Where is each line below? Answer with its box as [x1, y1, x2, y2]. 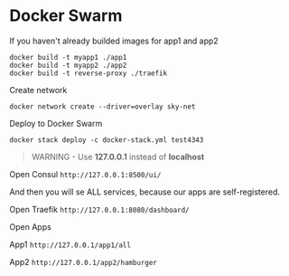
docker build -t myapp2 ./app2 [9, 61, 127, 70]
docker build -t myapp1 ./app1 [9, 52, 127, 62]
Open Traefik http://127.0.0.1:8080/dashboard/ [9, 204, 190, 214]
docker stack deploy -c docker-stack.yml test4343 [9, 135, 204, 145]
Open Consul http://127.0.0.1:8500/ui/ [9, 168, 162, 179]
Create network [9, 84, 68, 95]
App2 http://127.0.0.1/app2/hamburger [9, 256, 158, 267]
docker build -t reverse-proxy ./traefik [9, 69, 168, 78]
